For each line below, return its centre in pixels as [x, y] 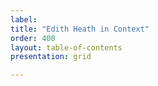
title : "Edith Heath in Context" [80, 29]
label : [24, 19]
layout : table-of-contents [66, 47]
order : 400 [33, 38]
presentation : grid [51, 57]
